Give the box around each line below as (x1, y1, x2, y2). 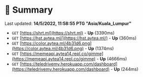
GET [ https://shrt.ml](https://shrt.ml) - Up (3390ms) (11, 30, 115, 36)
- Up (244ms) (111, 66, 139, 72)
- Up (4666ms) (96, 56, 127, 61)
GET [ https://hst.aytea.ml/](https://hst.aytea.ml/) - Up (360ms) (11, 35, 137, 41)
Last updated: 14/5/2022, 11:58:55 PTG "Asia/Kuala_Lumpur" (4, 20, 132, 26)
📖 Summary (4, 4, 53, 16)
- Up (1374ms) (85, 45, 114, 51)
